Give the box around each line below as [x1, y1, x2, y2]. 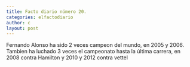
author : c [6, 20, 31, 25]
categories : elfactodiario [6, 14, 73, 20]
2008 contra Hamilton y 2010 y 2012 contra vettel [6, 54, 128, 61]
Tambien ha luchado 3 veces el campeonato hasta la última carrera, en [6, 48, 181, 55]
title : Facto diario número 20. [6, 8, 87, 15]
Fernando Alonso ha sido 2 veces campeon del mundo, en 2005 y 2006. [6, 42, 185, 49]
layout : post [6, 25, 39, 31]
